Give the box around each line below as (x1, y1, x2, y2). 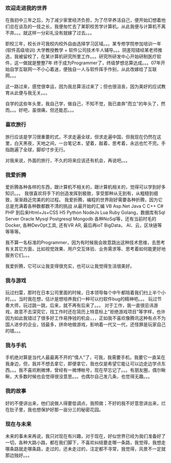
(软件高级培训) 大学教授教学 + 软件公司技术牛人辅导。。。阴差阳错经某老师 (5, 47, 158, 53)
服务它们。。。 (5, 252, 32, 258)
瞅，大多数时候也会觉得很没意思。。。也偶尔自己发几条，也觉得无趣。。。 (5, 374, 153, 380)
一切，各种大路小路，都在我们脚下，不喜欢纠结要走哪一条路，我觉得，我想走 (5, 440, 166, 446)
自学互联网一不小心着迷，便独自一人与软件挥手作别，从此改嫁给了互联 (9, 66, 157, 72)
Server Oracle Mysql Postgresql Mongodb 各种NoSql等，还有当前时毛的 (5, 215, 157, 222)
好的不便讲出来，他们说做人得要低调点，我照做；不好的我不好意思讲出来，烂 (5, 400, 166, 406)
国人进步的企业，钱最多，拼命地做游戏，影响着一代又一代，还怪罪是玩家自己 (5, 322, 166, 328)
